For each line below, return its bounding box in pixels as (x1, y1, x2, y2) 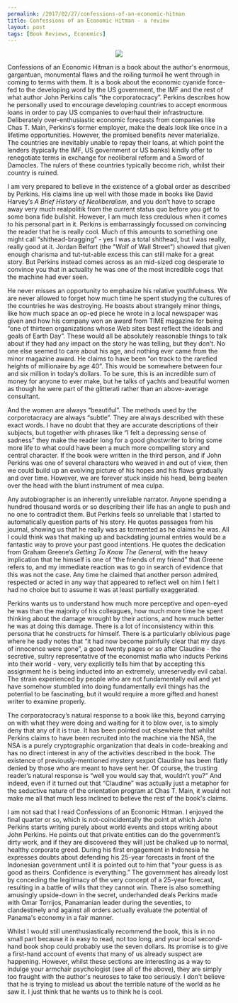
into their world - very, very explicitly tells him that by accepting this (7, 659, 205, 668)
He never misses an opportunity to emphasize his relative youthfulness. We (7, 287, 228, 295)
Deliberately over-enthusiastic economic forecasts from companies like (7, 116, 216, 124)
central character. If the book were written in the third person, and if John (7, 451, 222, 460)
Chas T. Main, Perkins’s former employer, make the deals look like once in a (7, 124, 228, 132)
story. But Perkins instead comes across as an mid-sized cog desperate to (7, 258, 225, 266)
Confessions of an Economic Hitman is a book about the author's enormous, (7, 63, 230, 72)
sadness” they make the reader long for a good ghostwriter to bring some (7, 436, 222, 444)
